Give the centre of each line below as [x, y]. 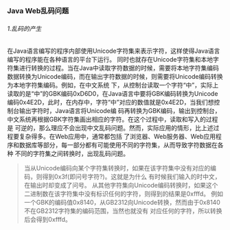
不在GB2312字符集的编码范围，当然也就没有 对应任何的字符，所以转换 [123, 211]
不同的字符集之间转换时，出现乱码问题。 [72, 154]
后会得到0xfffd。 [48, 220]
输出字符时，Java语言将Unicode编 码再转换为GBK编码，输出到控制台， [120, 111]
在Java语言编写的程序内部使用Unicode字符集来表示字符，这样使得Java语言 [114, 51]
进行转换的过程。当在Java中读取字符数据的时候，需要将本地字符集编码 [119, 68]
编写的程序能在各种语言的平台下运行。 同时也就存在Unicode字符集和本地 [110, 60]
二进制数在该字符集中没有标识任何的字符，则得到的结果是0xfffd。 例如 [124, 194]
